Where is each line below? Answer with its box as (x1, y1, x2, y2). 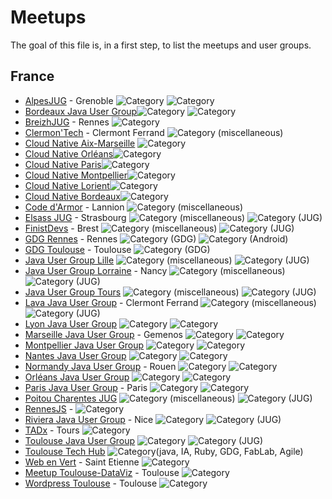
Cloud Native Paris (24, 158, 102, 170)
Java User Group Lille (24, 254, 115, 266)
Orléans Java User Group (24, 371, 130, 383)
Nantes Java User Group (24, 349, 127, 361)
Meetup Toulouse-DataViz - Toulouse (24, 466, 180, 478)
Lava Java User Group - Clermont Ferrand (24, 296, 199, 308)
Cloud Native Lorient (24, 179, 110, 191)
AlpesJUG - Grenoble (24, 94, 114, 106)
